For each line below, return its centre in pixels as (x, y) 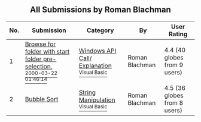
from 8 (174, 102)
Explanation (95, 65)
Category (100, 30)
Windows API (98, 51)
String (87, 92)
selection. (39, 66)
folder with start (47, 51)
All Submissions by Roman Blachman (100, 10)
